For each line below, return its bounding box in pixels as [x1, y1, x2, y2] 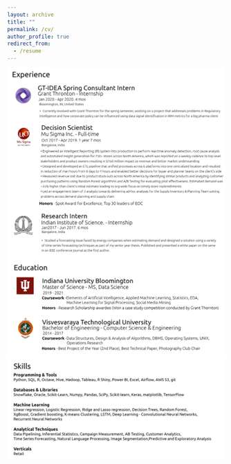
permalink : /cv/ [7, 26, 54, 33]
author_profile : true [7, 33, 70, 40]
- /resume [13, 48, 41, 55]
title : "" [7, 18, 36, 26]
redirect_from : [7, 40, 51, 48]
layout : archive [7, 11, 54, 18]
